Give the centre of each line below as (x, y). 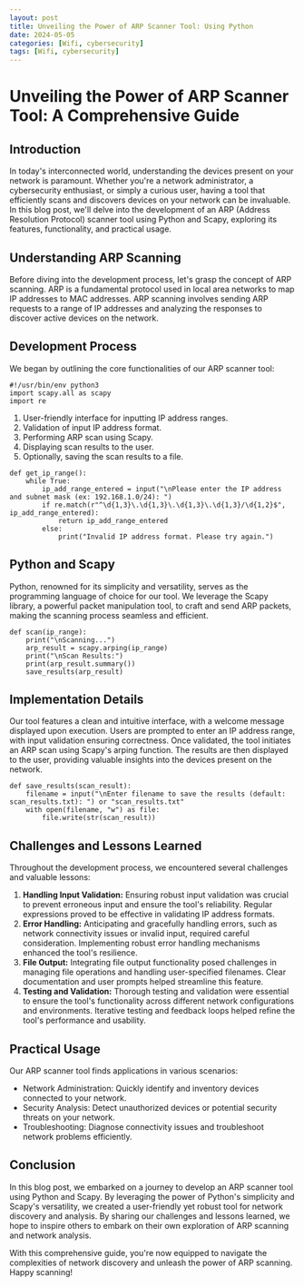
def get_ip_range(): (49, 473)
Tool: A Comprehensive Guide (125, 116)
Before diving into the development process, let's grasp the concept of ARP (151, 279)
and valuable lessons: (50, 877)
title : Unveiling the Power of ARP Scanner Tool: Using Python (132, 26)
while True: (48, 481)
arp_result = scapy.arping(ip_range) (97, 648)
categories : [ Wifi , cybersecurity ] (77, 43)
